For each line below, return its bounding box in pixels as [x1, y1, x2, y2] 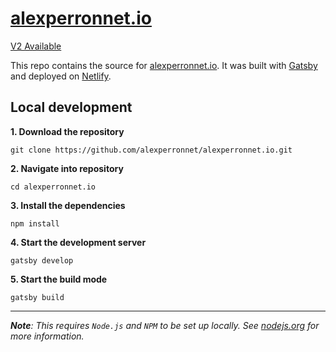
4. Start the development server [10, 236, 147, 248]
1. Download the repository [10, 125, 125, 137]
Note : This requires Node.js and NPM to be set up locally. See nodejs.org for [10, 319, 320, 331]
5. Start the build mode [10, 273, 108, 285]
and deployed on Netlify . [10, 70, 112, 82]
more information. [10, 330, 85, 342]
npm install [10, 218, 60, 229]
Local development [10, 99, 133, 116]
